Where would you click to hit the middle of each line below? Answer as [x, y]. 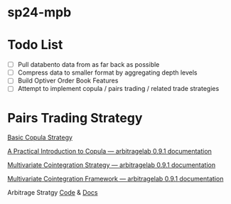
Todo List [35, 45]
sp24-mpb [39, 12]
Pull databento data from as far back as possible [88, 65]
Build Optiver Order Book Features [68, 81]
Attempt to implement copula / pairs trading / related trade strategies [118, 89]
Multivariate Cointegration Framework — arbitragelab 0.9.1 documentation [116, 179]
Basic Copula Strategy [40, 138]
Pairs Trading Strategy [75, 118]
